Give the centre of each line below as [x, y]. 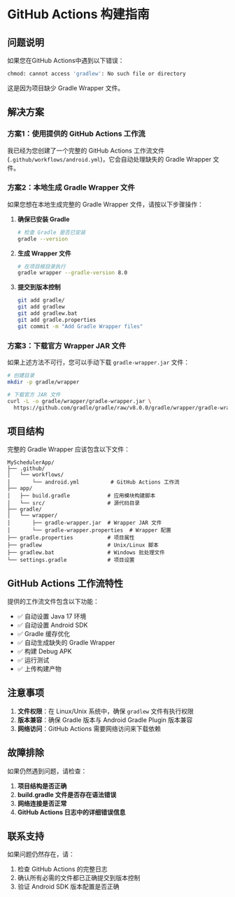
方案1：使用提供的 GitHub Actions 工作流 [76, 134]
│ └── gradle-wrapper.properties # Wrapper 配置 [89, 530]
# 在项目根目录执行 [42, 267]
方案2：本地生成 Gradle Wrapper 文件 [71, 188]
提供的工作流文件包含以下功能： [53, 602]
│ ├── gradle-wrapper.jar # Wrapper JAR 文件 [85, 523]
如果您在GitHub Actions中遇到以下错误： [66, 61]
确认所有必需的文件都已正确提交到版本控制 [79, 878]
